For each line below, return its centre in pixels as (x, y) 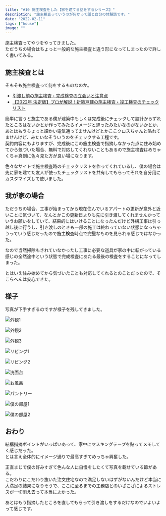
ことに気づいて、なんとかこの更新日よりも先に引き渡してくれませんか (81, 215)
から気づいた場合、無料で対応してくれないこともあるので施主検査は (79, 150)
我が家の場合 (25, 196)
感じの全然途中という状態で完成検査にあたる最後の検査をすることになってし (83, 256)
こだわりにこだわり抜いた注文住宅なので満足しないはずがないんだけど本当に (83, 480)
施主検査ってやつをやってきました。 (42, 43)
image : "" (15, 28)
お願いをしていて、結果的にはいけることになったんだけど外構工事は (83, 221)
